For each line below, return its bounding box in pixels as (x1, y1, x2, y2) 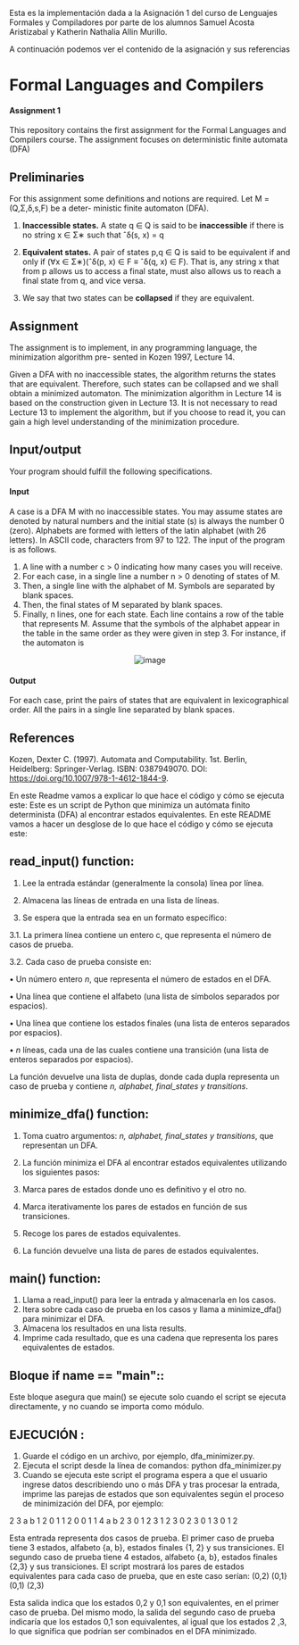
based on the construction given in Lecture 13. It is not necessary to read (9, 397, 278, 409)
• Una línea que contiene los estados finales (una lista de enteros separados (9, 1018, 290, 1028)
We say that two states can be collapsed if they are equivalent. (21, 293, 254, 303)
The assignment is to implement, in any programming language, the (9, 343, 257, 353)
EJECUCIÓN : (9, 1427, 85, 1442)
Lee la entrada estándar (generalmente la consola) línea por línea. (21, 877, 265, 888)
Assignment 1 (9, 104, 61, 115)
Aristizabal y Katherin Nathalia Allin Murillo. (9, 27, 168, 37)
